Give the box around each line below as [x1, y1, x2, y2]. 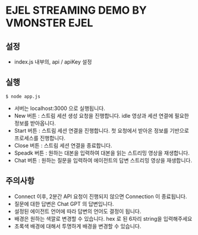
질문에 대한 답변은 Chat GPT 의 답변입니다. [14, 200, 114, 207]
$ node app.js [5, 93, 41, 99]
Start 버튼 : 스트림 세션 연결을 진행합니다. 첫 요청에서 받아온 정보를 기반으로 [14, 127, 190, 134]
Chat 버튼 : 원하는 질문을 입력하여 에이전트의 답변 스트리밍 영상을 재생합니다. [14, 156, 193, 164]
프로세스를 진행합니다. [14, 134, 66, 142]
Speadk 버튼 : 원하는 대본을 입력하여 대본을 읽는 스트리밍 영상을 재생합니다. [14, 149, 190, 156]
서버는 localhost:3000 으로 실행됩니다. [14, 105, 105, 112]
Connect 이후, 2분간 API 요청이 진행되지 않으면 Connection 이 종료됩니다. [14, 193, 187, 200]
